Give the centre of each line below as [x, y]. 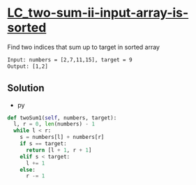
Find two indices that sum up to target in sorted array [84, 47]
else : [28, 170]
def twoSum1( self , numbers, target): [62, 118]
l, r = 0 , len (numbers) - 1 [54, 124]
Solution [26, 88]
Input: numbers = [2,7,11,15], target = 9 [70, 60]
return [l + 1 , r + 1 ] [59, 150]
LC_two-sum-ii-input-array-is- [98, 13]
